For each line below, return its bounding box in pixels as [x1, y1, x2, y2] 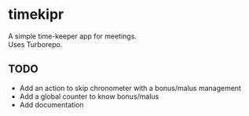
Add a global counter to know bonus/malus [19, 92, 159, 101]
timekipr [8, 5, 64, 24]
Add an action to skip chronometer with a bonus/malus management [19, 83, 242, 92]
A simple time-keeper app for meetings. [8, 31, 137, 41]
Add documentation [19, 100, 84, 109]
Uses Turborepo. [8, 39, 63, 49]
